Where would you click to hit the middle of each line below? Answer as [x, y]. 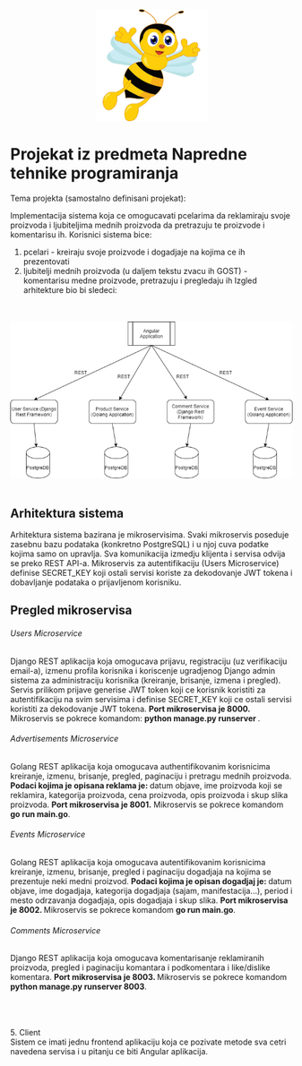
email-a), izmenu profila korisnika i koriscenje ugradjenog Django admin [143, 670]
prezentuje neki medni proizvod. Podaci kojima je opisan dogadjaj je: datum [151, 881]
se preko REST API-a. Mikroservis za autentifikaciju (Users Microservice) [145, 563]
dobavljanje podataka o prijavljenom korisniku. [96, 582]
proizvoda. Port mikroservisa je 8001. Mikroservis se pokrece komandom [147, 804]
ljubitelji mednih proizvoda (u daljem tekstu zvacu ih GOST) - [135, 271]
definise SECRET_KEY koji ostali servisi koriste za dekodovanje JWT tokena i [151, 573]
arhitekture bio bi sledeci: [70, 289]
